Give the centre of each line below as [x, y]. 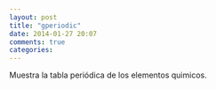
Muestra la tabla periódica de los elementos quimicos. [108, 75]
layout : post [33, 17]
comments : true [37, 42]
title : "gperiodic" [45, 26]
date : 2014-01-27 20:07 [53, 33]
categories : [31, 50]
